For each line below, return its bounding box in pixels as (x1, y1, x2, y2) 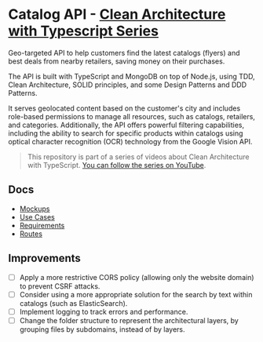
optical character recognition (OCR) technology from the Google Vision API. (8, 136, 253, 146)
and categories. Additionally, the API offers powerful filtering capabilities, (8, 120, 245, 129)
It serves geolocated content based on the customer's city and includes (8, 104, 241, 113)
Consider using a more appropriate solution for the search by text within (19, 289, 253, 299)
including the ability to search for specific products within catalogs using (8, 128, 243, 138)
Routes (19, 229, 43, 238)
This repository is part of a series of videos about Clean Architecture (27, 151, 250, 162)
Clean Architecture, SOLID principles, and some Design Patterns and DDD (8, 80, 247, 89)
